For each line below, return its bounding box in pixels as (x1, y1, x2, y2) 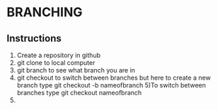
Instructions (6, 32, 62, 44)
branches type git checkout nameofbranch (16, 89, 142, 97)
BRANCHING (6, 4, 83, 20)
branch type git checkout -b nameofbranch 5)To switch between (16, 81, 207, 89)
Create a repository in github (16, 51, 101, 59)
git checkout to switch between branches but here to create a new (16, 73, 211, 82)
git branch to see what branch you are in (16, 66, 136, 74)
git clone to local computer (16, 59, 96, 67)
